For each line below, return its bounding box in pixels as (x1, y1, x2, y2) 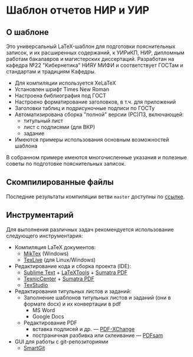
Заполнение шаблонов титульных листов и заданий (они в (23, 294, 171, 301)
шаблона (14, 143, 38, 149)
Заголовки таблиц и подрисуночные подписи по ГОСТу (14, 105, 155, 111)
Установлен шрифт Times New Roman (14, 86, 109, 92)
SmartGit (23, 344, 45, 351)
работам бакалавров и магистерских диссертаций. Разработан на (6, 56, 175, 62)
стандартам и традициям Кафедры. (6, 68, 96, 75)
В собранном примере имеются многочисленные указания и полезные (6, 154, 187, 160)
